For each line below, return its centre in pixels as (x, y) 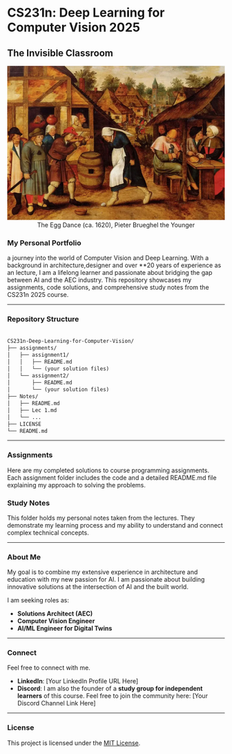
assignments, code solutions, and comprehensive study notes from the (108, 287)
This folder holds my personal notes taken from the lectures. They (101, 518)
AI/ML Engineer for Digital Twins (65, 629)
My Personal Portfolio (44, 242)
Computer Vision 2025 (74, 27)
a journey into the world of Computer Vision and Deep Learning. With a (108, 258)
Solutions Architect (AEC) (55, 613)
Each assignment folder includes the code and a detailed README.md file (112, 477)
